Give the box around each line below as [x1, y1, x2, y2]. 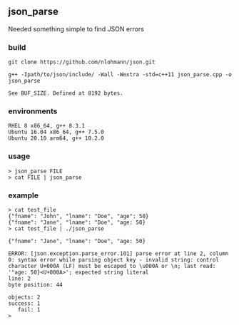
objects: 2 [8, 294, 41, 301]
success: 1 [8, 300, 41, 307]
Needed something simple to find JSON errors [8, 24, 145, 33]
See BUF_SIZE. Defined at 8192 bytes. [8, 90, 123, 97]
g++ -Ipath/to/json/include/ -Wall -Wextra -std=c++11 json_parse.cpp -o [8, 71, 233, 78]
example [8, 190, 39, 200]
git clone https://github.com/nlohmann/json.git [8, 58, 156, 66]
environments [8, 106, 58, 116]
